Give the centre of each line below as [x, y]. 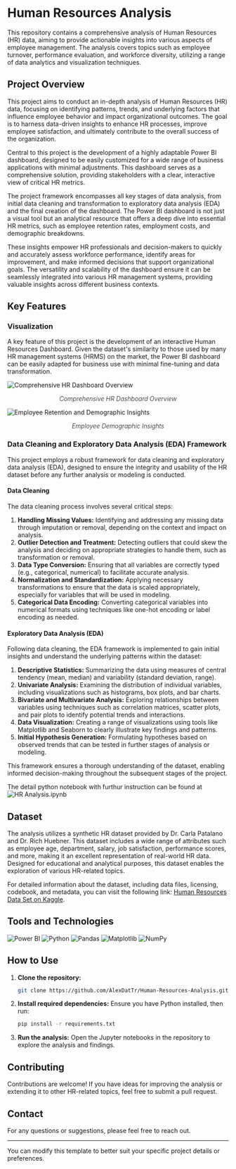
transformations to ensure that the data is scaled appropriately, [109, 587]
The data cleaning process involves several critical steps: [90, 506]
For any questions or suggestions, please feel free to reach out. [99, 1130]
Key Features [37, 306]
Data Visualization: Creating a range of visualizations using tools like [118, 722]
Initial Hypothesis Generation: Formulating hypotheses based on [112, 737]
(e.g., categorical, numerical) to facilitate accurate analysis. [103, 572]
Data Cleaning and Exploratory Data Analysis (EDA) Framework [117, 445]
